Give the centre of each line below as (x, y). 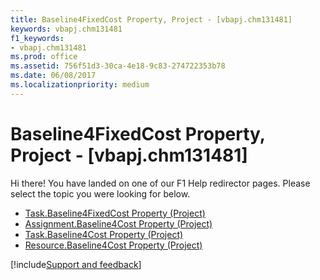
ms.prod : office (44, 57)
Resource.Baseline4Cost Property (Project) (113, 245)
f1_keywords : (37, 38)
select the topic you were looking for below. (100, 193)
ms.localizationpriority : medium (80, 85)
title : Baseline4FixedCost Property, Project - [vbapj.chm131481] (151, 19)
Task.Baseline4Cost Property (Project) (104, 234)
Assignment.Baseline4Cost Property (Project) (118, 223)
